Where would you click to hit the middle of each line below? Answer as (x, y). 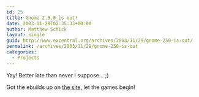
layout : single (26, 35)
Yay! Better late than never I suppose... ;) (58, 75)
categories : (21, 52)
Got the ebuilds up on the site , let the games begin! (71, 87)
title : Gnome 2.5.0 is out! (42, 18)
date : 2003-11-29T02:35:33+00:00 (49, 23)
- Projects (26, 58)
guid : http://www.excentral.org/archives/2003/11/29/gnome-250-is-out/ (99, 41)
